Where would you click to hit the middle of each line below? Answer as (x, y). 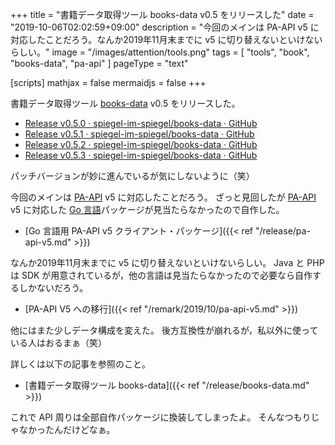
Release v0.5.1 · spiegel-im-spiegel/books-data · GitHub (139, 134)
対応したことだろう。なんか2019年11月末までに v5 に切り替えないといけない (166, 39)
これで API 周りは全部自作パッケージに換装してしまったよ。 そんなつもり (161, 417)
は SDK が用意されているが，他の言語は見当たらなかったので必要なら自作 (161, 275)
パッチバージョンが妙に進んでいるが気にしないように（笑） (132, 176)
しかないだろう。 (53, 287)
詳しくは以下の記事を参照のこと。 (80, 364)
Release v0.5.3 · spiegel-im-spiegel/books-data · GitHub (141, 155)
